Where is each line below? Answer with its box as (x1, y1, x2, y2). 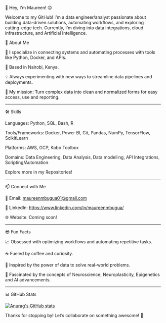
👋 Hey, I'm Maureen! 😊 (5, 5, 52, 10)
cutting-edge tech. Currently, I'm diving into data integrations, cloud (5, 25, 144, 31)
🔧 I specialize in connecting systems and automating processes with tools (5, 50, 156, 55)
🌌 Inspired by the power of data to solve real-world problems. (5, 262, 130, 268)
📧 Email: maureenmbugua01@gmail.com (5, 195, 87, 201)
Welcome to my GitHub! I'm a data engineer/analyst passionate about (5, 14, 147, 20)
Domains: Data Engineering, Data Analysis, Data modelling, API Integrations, (5, 154, 160, 160)
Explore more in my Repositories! (5, 169, 73, 175)
